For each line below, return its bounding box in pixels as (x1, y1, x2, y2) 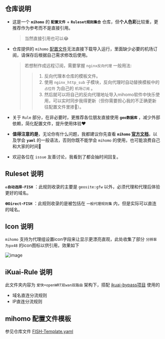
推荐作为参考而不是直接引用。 (12, 25, 73, 31)
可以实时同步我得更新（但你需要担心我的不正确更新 (53, 98, 157, 104)
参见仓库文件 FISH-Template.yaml (5, 329, 73, 335)
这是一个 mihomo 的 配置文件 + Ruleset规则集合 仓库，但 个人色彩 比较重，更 (12, 19, 159, 25)
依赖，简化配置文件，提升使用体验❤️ (12, 120, 86, 126)
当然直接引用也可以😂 (24, 35, 69, 41)
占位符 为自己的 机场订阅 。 (44, 85, 96, 91)
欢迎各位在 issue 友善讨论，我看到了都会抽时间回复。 (12, 153, 121, 159)
